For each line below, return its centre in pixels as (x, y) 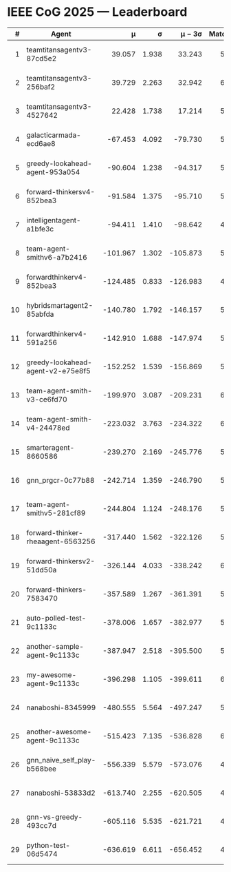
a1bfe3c (40, 229)
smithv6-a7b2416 (57, 257)
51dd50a (42, 570)
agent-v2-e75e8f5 (58, 371)
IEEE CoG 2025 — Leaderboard (97, 12)
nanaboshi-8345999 (61, 707)
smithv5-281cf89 (56, 512)
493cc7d (42, 825)
